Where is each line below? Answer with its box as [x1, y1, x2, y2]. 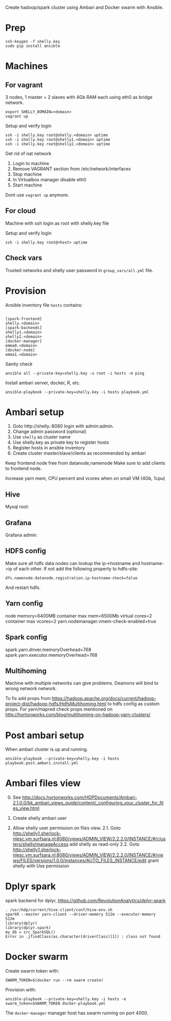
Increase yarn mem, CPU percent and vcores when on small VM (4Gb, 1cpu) [5, 475, 165, 481]
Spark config [5, 633, 47, 641]
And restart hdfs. [5, 584, 41, 590]
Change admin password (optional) [12, 428, 87, 435]
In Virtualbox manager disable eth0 [12, 176, 87, 182]
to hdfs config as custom [107, 701, 160, 707]
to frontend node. [5, 466, 42, 472]
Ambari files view [5, 777, 81, 789]
